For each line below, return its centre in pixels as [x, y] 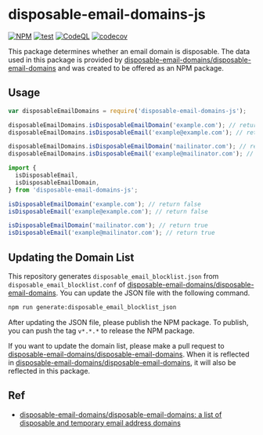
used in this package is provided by [65, 60]
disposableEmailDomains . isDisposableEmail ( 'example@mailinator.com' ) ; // [131, 154]
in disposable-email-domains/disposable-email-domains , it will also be [122, 362]
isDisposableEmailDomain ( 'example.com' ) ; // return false [104, 204]
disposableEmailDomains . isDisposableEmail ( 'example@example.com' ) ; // [126, 132]
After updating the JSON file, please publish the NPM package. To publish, [128, 322]
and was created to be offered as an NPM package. [141, 68]
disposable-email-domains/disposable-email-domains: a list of [121, 415]
